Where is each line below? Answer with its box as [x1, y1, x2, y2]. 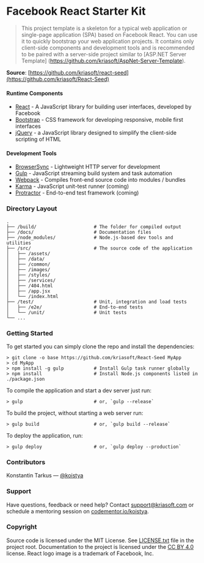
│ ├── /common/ [6, 261, 51, 267]
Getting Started [6, 329, 53, 337]
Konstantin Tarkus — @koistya [6, 472, 84, 479]
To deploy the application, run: [6, 431, 84, 439]
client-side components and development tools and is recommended [21, 44, 195, 51]
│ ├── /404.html [6, 283, 53, 289]
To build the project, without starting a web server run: [6, 409, 144, 417]
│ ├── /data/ [6, 256, 45, 262]
